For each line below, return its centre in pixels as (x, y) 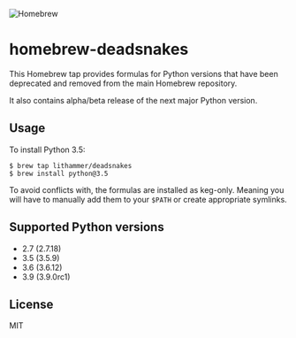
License (31, 304)
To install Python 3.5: (47, 150)
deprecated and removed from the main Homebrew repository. (123, 83)
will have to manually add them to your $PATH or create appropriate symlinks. (148, 199)
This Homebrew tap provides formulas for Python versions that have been (144, 73)
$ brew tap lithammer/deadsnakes (71, 165)
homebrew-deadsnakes (99, 50)
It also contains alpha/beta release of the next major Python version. (133, 100)
